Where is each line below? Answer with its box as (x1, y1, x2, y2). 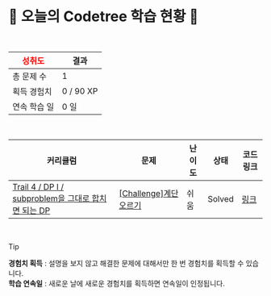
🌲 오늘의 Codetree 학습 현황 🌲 (8, 7, 199, 26)
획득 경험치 (12, 85, 52, 97)
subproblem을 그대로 (12, 193, 90, 204)
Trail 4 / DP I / (12, 181, 65, 192)
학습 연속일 (8, 278, 43, 288)
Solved (207, 193, 234, 204)
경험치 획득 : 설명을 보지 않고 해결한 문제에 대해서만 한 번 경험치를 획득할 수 (8, 258, 244, 268)
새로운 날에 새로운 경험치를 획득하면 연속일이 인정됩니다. (48, 278, 226, 288)
